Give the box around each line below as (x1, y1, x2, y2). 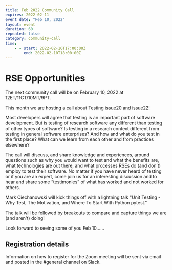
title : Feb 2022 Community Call (5, 7, 74, 13)
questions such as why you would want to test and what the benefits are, (5, 157, 160, 163)
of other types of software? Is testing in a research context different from (5, 126, 160, 132)
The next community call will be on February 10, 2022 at (5, 89, 124, 95)
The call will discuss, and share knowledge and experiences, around (5, 152, 149, 158)
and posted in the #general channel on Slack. (5, 259, 101, 265)
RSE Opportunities (5, 72, 85, 84)
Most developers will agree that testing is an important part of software (5, 115, 155, 121)
